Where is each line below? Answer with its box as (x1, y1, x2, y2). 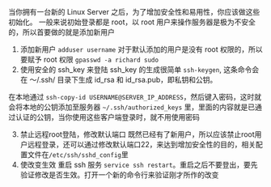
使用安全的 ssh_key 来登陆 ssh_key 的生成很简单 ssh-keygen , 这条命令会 (19, 65, 260, 74)
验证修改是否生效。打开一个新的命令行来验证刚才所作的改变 (19, 170, 219, 180)
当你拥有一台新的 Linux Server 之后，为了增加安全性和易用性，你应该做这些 (8, 7, 260, 16)
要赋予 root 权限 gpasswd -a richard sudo (19, 55, 159, 64)
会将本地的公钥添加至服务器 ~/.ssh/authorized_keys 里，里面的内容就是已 (8, 102, 256, 112)
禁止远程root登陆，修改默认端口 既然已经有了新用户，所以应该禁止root (19, 130, 255, 139)
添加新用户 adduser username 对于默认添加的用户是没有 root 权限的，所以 (19, 45, 263, 54)
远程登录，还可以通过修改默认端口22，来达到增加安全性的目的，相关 (27, 140, 256, 149)
